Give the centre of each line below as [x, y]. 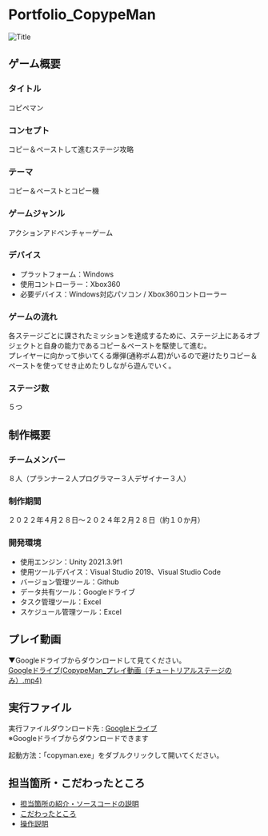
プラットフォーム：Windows [67, 274]
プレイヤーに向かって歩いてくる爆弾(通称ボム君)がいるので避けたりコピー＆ [133, 356]
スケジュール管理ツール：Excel [71, 611]
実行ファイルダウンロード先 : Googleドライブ [83, 728]
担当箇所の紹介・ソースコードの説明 [80, 804]
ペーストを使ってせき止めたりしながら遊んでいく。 [92, 366]
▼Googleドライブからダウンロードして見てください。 [97, 660]
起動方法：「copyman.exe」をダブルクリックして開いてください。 [116, 755]
